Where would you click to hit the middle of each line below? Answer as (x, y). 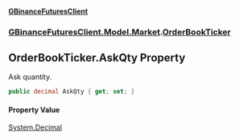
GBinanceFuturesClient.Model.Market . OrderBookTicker (120, 32)
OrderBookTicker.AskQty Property (97, 57)
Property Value (34, 110)
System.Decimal (35, 127)
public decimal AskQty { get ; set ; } (72, 92)
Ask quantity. (30, 77)
